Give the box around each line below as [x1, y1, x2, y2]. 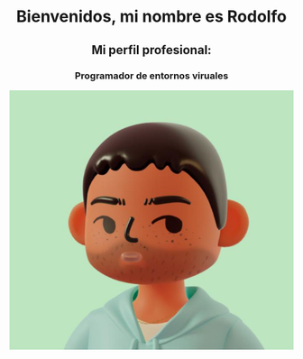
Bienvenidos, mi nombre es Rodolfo [16, 6, 287, 27]
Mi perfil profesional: [91, 42, 212, 58]
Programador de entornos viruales [74, 69, 229, 82]
